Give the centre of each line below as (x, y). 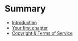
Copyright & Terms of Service (42, 33)
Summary (25, 9)
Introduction (24, 22)
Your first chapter (30, 27)
